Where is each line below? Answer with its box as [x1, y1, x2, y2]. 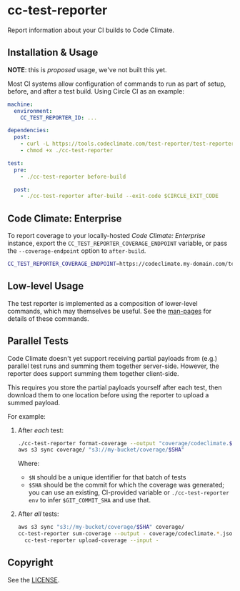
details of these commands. [7, 314, 89, 323]
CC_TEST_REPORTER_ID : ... [20, 114, 98, 121]
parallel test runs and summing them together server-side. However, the [7, 362, 219, 370]
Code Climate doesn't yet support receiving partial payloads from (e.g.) [7, 354, 218, 362]
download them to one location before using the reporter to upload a [7, 390, 209, 399]
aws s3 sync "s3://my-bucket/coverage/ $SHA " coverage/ [17, 524, 185, 531]
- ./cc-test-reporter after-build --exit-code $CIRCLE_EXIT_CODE [20, 192, 219, 200]
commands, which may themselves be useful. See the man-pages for [7, 307, 212, 315]
